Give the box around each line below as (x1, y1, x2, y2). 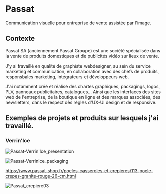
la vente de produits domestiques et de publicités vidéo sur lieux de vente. (5, 53, 159, 59)
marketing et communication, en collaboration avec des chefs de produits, (5, 68, 159, 74)
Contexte (5, 34, 35, 43)
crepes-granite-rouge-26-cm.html (5, 173, 76, 179)
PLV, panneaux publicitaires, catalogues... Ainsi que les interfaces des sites (5, 89, 161, 95)
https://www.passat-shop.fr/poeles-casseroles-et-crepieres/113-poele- (5, 168, 153, 174)
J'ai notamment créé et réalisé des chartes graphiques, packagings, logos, (5, 83, 160, 89)
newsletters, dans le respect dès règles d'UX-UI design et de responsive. (5, 99, 157, 105)
